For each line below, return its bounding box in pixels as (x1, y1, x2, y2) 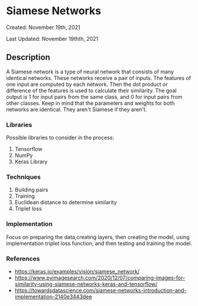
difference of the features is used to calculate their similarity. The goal (6, 87, 177, 94)
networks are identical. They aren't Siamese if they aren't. (6, 105, 147, 113)
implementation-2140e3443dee (14, 293, 92, 300)
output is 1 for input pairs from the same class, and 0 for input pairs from (6, 93, 183, 100)
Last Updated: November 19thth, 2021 (6, 35, 99, 42)
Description (6, 52, 50, 63)
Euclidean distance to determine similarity (14, 199, 117, 206)
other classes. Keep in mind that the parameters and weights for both (6, 99, 175, 107)
